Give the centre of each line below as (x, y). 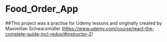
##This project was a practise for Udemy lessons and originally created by (84, 23)
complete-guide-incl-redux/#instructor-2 (49, 34)
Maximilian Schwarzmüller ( (34, 28)
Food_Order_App (42, 9)
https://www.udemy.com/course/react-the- (109, 28)
